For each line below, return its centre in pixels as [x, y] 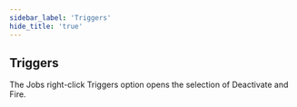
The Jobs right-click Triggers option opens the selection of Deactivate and [149, 85]
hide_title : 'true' [46, 26]
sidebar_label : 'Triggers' [60, 18]
